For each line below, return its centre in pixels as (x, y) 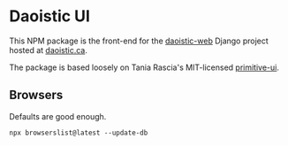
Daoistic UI (50, 16)
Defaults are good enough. (58, 116)
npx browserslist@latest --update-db (79, 133)
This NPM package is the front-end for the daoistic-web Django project (139, 41)
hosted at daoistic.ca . (49, 50)
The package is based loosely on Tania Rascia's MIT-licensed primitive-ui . (144, 67)
